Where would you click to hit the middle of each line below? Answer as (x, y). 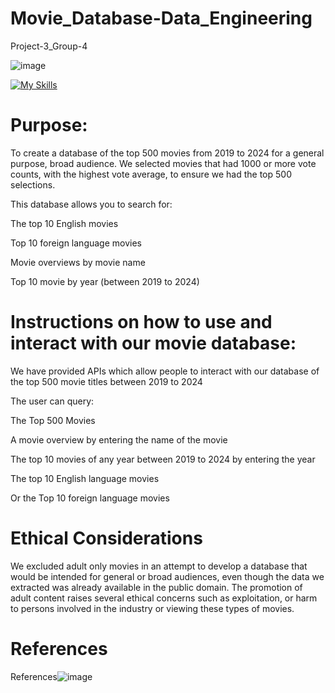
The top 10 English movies (64, 223)
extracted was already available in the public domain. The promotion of (156, 587)
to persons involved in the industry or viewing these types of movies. (152, 608)
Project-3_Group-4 (49, 46)
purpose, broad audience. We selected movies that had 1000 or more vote (163, 163)
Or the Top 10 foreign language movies (90, 498)
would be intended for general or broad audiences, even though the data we (167, 576)
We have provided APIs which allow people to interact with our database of (165, 371)
